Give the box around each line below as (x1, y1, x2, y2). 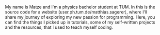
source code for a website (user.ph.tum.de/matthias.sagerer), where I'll (5, 9, 147, 15)
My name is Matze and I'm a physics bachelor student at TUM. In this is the (5, 4, 156, 10)
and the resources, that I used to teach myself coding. (5, 24, 113, 30)
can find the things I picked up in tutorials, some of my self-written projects (5, 19, 155, 25)
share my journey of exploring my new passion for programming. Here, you (5, 14, 155, 20)
